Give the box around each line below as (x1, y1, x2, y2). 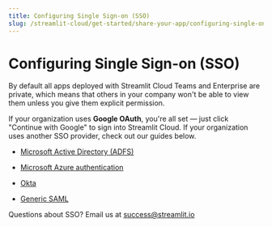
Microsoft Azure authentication (19, 163, 124, 173)
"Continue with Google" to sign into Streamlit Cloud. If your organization (8, 122, 249, 132)
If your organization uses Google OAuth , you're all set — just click (8, 114, 229, 124)
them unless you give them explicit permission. (8, 98, 165, 108)
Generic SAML (19, 194, 69, 203)
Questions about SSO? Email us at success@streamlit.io (8, 210, 195, 220)
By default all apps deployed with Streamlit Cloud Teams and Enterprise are (8, 81, 261, 91)
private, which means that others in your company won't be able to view (8, 90, 249, 100)
